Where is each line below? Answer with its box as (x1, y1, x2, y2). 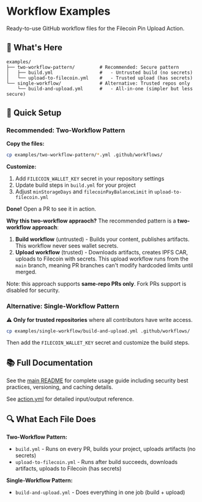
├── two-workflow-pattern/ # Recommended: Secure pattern (6, 64, 179, 70)
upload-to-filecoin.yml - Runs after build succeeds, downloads (15, 458, 178, 466)
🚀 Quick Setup (6, 108, 62, 118)
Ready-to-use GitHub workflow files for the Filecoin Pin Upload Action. (6, 25, 185, 32)
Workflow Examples (6, 4, 111, 18)
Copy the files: (6, 140, 45, 147)
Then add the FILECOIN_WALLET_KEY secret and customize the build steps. (6, 339, 190, 347)
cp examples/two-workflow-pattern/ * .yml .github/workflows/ (6, 152, 163, 158)
